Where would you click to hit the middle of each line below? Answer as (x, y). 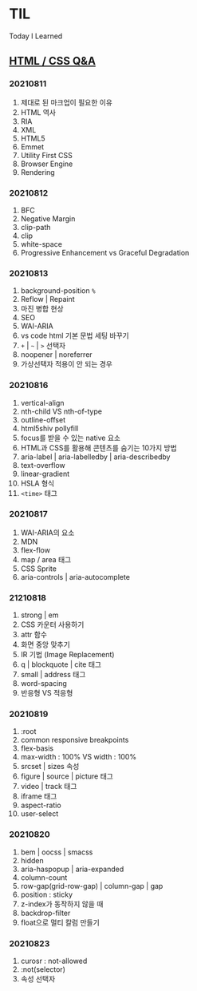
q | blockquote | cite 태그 (61, 664)
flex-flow (35, 550)
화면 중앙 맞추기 (45, 644)
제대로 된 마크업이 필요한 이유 (66, 102)
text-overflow (43, 465)
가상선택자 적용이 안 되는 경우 (66, 364)
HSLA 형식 (37, 483)
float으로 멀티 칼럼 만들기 (60, 922)
